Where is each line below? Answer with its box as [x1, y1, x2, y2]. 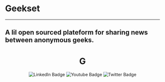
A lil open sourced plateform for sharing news [5, 28, 148, 37]
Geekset [5, 3, 40, 14]
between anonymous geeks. [5, 36, 94, 44]
